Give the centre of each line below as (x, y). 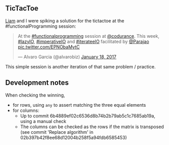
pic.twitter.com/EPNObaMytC (49, 47)
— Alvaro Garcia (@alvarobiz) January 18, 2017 (67, 57)
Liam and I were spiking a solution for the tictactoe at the (65, 20)
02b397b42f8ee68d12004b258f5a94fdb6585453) (74, 137)
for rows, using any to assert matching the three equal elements (79, 105)
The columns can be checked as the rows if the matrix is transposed (92, 127)
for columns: (26, 110)
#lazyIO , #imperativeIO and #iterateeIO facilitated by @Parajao (83, 41)
